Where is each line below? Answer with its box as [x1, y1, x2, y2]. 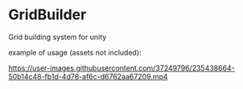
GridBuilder [8, 6, 87, 24]
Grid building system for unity [8, 32, 107, 42]
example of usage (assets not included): [8, 47, 142, 57]
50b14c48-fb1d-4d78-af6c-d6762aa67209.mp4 [8, 71, 168, 81]
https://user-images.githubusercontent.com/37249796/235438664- [8, 63, 235, 73]
